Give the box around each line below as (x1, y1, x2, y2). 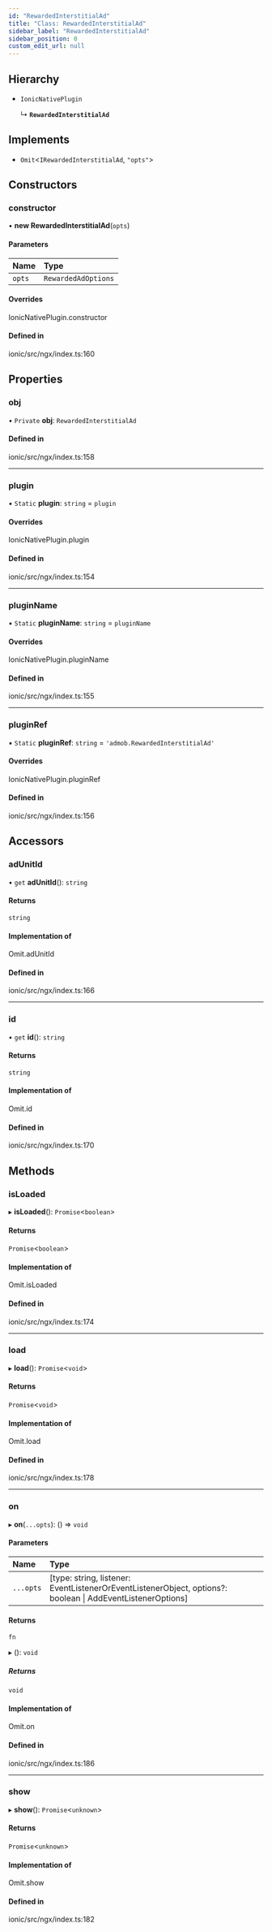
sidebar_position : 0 (8, 34, 79, 43)
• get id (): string (8, 1032, 65, 1042)
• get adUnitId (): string (8, 877, 88, 887)
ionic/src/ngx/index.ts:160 (8, 349, 96, 359)
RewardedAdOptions (43, 274, 115, 283)
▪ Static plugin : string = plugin (8, 499, 117, 508)
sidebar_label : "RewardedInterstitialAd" (8, 27, 151, 35)
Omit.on (8, 1722, 35, 1731)
